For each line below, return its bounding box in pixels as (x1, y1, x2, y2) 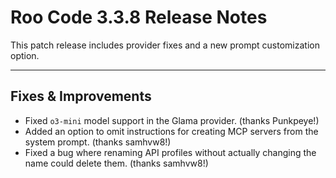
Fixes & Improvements (10, 88, 152, 105)
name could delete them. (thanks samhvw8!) (24, 157, 209, 169)
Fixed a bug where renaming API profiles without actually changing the (24, 146, 317, 158)
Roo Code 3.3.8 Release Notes (10, 6, 268, 29)
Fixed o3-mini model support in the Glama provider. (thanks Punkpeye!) (24, 114, 320, 126)
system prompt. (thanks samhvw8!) (24, 136, 172, 148)
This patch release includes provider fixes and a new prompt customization (10, 39, 320, 51)
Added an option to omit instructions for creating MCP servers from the (24, 125, 319, 137)
